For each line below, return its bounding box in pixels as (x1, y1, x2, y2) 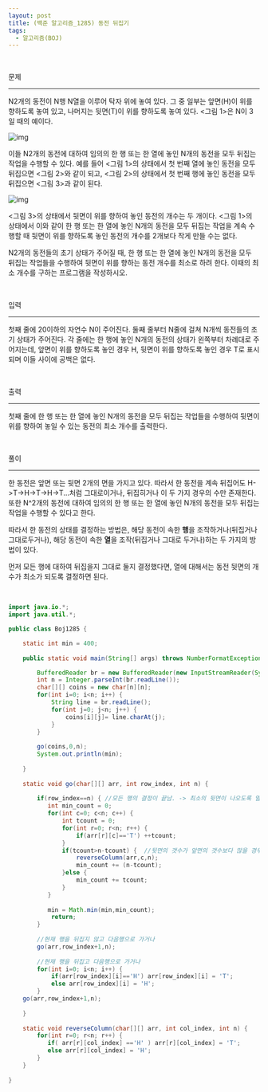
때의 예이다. (16, 116, 53, 126)
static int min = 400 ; (22, 639, 98, 647)
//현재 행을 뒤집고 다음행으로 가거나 (37, 957, 141, 965)
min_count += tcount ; (76, 876, 148, 884)
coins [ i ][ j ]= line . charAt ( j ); (65, 713, 166, 721)
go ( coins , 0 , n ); (37, 743, 88, 751)
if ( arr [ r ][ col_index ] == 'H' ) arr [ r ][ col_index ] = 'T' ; (47, 1039, 241, 1047)
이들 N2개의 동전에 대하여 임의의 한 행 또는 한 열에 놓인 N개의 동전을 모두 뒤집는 (8, 149, 257, 159)
